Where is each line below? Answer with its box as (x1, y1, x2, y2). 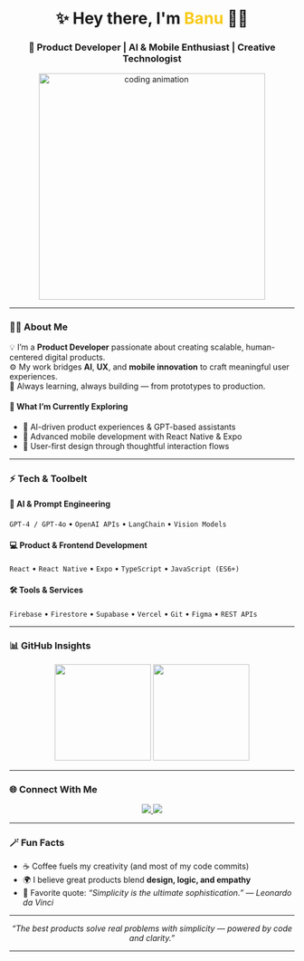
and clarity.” (128, 933, 176, 944)
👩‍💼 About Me (9, 321, 68, 333)
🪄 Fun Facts (9, 837, 65, 850)
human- (245, 341, 276, 352)
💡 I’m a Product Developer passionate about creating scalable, (9, 341, 244, 352)
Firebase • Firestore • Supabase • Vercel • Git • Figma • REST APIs (9, 608, 258, 619)
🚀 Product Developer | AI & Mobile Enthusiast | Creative (28, 41, 276, 53)
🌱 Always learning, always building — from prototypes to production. (9, 380, 266, 391)
